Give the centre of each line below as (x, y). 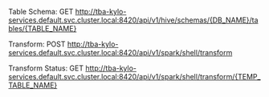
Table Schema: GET (41, 12)
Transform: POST (37, 44)
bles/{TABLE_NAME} (43, 28)
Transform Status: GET (46, 68)
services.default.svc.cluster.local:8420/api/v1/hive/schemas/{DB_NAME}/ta (133, 20)
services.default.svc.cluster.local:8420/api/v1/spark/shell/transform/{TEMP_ (134, 77)
